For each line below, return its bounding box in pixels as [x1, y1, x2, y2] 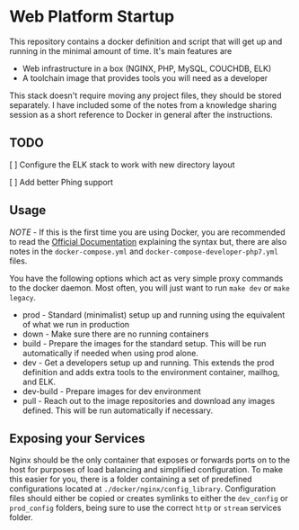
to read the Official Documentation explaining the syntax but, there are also [9, 236, 287, 247]
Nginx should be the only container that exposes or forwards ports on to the [9, 454, 290, 465]
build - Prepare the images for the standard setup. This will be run [22, 337, 267, 348]
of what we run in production [22, 319, 130, 329]
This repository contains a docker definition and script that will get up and [9, 36, 283, 47]
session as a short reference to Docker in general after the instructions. [9, 109, 273, 120]
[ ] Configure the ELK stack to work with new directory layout [9, 159, 235, 170]
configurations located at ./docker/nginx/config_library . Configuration [9, 483, 277, 494]
